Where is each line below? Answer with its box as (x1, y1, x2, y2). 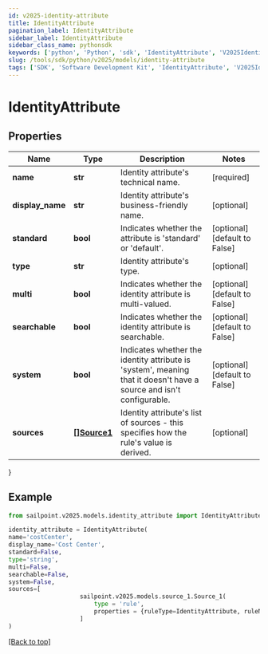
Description (139, 153, 185, 164)
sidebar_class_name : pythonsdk (8, 41, 112, 49)
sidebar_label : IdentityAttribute (8, 33, 124, 42)
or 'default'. (120, 242, 164, 254)
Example (8, 490, 53, 504)
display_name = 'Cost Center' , (8, 541, 105, 549)
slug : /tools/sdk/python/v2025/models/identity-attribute (8, 57, 205, 65)
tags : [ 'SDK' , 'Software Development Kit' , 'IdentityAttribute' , (8, 64, 230, 72)
